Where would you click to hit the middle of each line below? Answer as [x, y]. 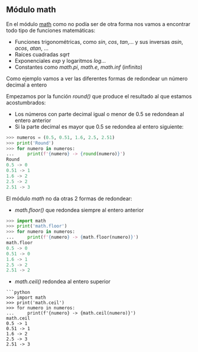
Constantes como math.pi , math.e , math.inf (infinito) [79, 67]
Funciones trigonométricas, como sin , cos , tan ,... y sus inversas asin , [99, 41]
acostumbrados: [26, 103]
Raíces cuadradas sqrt [42, 54]
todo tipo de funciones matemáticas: [51, 30]
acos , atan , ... [32, 48]
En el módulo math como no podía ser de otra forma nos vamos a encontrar [98, 24]
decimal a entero [27, 85]
